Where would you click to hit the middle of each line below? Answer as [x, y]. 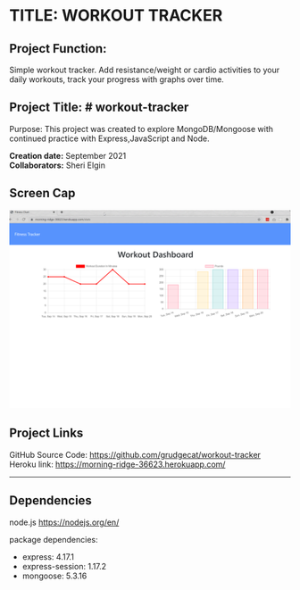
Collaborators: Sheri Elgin [57, 165]
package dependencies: [54, 539]
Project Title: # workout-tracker [99, 108]
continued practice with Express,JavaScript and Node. [109, 138]
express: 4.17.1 [48, 557]
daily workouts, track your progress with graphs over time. [117, 79]
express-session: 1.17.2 [64, 566]
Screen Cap [42, 193]
